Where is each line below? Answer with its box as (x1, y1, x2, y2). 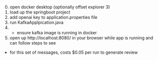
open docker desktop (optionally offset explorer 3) (9, 4, 110, 10)
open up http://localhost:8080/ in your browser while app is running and (9, 35, 154, 41)
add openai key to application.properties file (9, 15, 98, 20)
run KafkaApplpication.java (9, 19, 64, 25)
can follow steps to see (9, 40, 56, 45)
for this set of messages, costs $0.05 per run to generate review (9, 49, 138, 55)
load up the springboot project (9, 9, 71, 15)
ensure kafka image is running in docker (16, 30, 97, 35)
